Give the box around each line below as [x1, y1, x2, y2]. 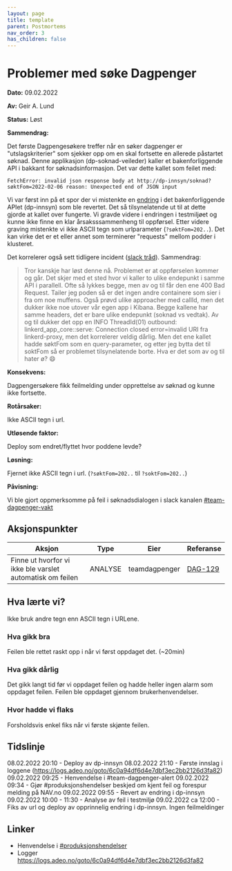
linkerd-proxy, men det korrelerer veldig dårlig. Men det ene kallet [23, 333, 212, 341]
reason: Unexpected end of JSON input [66, 184, 177, 191]
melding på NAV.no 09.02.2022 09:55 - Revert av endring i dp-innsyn [7, 789, 205, 797]
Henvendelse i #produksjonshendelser [17, 841, 128, 850]
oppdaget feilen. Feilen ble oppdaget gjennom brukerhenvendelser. [7, 688, 199, 696]
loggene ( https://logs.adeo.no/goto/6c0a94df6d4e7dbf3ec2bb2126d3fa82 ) [7, 767, 223, 775]
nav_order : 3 [7, 29, 45, 37]
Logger [17, 849, 38, 857]
